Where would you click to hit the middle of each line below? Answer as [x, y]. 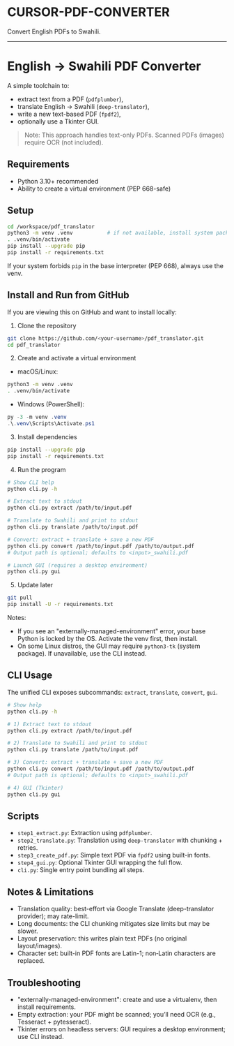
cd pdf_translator [34, 345]
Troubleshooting [44, 983]
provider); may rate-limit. [53, 916]
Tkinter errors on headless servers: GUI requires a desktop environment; [122, 1029]
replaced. [31, 961]
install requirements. [47, 1007]
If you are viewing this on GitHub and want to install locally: [92, 312]
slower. [28, 931]
